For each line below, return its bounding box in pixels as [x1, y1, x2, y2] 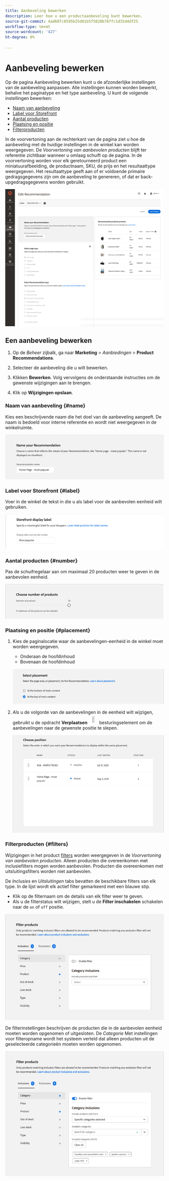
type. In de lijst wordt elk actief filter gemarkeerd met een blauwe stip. [5, 883, 150, 890]
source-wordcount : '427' [5, 29, 57, 35]
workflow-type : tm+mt [5, 24, 51, 29]
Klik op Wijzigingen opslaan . [12, 390, 73, 396]
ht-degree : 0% [5, 35, 35, 40]
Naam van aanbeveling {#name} [5, 402, 86, 409]
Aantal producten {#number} [5, 557, 78, 564]
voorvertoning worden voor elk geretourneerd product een [5, 157, 127, 163]
